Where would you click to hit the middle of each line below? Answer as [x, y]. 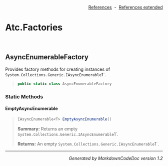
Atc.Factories [34, 28]
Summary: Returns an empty [47, 129]
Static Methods [24, 96]
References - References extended [125, 7]
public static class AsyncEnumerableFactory [64, 84]
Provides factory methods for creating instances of [58, 69]
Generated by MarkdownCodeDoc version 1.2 [116, 158]
